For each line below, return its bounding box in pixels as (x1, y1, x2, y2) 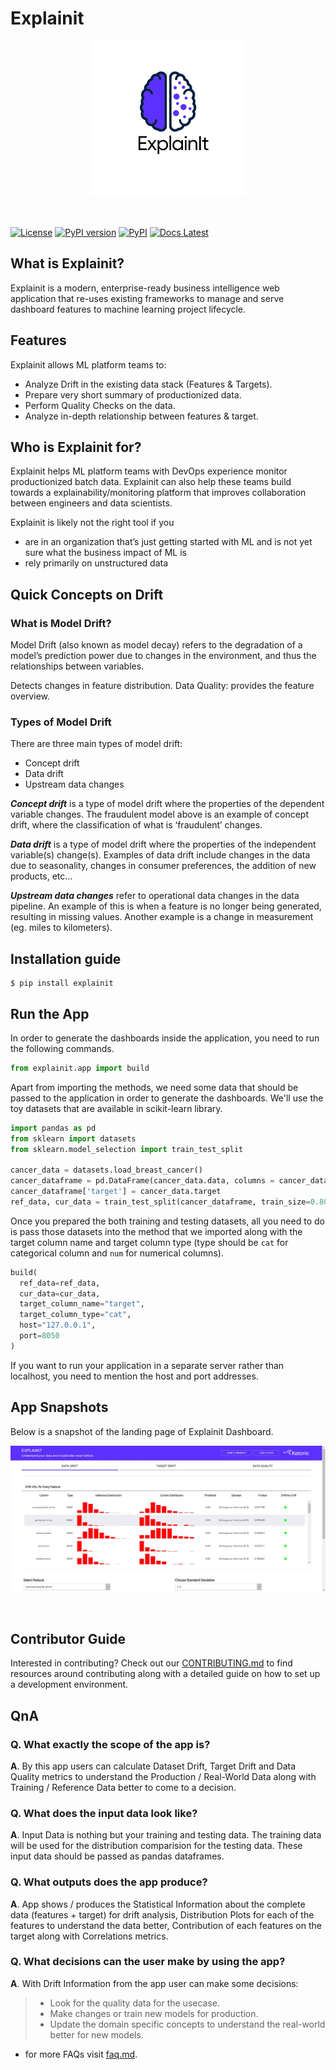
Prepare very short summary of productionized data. (24, 388, 242, 401)
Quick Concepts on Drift (10, 586, 164, 603)
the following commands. (10, 1042, 115, 1054)
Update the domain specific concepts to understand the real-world (49, 2018, 326, 2030)
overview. (10, 690, 50, 702)
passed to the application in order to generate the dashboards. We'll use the (10, 1092, 324, 1104)
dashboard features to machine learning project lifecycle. (10, 303, 247, 315)
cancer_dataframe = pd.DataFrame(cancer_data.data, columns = (10, 1176, 275, 1186)
